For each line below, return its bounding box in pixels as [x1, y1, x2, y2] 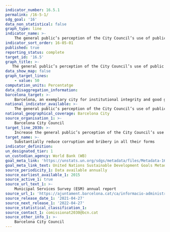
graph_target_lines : [5, 73, 49, 79]
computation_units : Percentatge [5, 83, 73, 88]
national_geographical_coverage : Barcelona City [5, 111, 110, 117]
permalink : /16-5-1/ [5, 12, 49, 17]
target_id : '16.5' [5, 54, 44, 60]
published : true [5, 45, 39, 50]
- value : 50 [14, 78, 39, 83]
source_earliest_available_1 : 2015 [5, 172, 80, 177]
